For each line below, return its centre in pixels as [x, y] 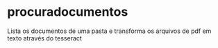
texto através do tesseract [44, 38]
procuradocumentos [68, 12]
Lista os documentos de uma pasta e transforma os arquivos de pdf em [109, 31]
